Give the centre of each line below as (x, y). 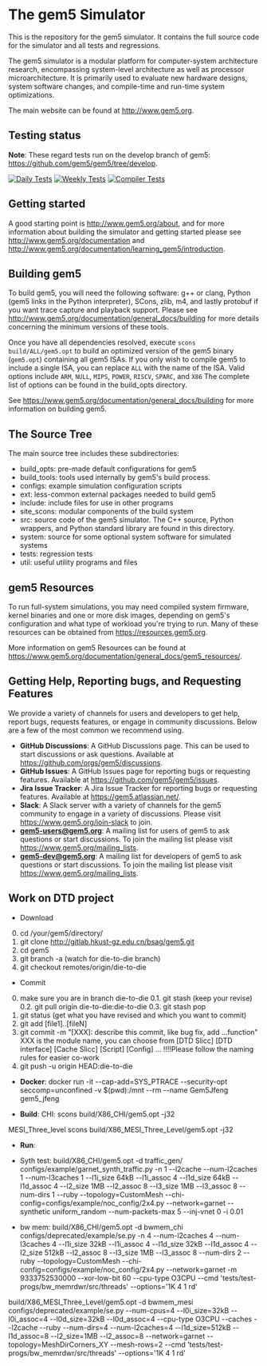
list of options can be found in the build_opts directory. (98, 385)
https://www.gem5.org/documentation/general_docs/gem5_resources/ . (126, 656)
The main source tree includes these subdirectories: (94, 453)
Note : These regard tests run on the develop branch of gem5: (110, 154)
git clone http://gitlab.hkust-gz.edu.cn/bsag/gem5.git (107, 941)
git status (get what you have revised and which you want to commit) (133, 1015)
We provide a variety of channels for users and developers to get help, (124, 713)
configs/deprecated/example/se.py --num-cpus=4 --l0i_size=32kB (119, 1310)
